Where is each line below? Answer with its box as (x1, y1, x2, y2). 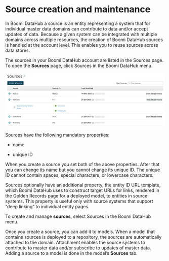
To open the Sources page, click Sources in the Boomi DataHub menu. (5, 62, 153, 69)
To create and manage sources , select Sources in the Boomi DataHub (5, 213, 151, 219)
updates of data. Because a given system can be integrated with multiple (5, 31, 157, 37)
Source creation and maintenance (5, 4, 151, 15)
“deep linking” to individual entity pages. (5, 204, 90, 210)
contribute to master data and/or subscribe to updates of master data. (5, 245, 151, 251)
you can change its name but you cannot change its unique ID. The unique (5, 167, 160, 173)
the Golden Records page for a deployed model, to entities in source (5, 193, 148, 199)
